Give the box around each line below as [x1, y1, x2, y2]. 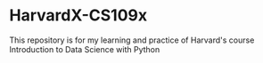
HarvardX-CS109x [9, 5, 148, 26]
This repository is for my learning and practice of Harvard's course [9, 35, 255, 45]
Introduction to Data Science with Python [9, 43, 160, 54]
